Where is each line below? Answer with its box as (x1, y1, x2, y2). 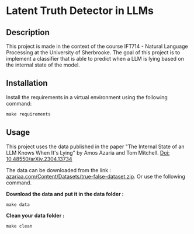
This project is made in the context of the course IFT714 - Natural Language (6, 43, 188, 50)
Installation (6, 78, 48, 88)
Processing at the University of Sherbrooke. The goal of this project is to (6, 49, 181, 56)
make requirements (6, 111, 51, 117)
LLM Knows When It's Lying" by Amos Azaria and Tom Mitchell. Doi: (6, 149, 170, 156)
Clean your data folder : (6, 212, 65, 219)
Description (6, 27, 50, 37)
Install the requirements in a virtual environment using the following (6, 93, 168, 100)
